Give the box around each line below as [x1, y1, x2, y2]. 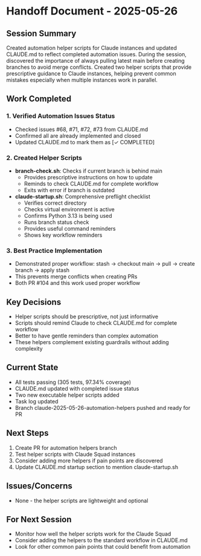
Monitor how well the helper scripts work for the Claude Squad [14, 530, 171, 538]
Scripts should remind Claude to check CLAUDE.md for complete [14, 319, 177, 327]
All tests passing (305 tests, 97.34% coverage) [14, 379, 132, 386]
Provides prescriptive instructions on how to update [24, 173, 153, 181]
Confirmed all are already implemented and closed [14, 132, 141, 139]
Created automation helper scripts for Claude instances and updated [6, 44, 177, 51]
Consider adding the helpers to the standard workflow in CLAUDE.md [14, 537, 188, 544]
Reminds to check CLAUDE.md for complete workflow [24, 180, 159, 187]
